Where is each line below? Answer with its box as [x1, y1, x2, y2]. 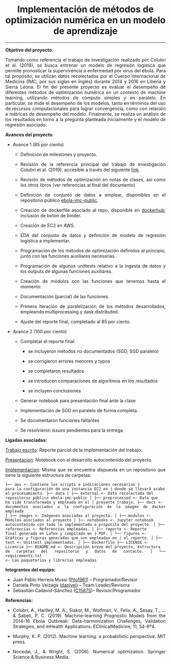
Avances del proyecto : [5, 131, 54, 138]
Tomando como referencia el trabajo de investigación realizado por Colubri [5, 57, 166, 63]
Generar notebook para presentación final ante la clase [20, 397, 136, 404]
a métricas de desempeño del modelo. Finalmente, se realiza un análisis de [5, 111, 166, 117]
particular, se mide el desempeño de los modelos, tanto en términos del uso [5, 100, 166, 106]
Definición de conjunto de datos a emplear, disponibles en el [20, 192, 166, 198]
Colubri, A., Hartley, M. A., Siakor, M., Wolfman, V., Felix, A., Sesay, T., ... [12, 607, 166, 613]
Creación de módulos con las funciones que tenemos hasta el [20, 278, 166, 284]
